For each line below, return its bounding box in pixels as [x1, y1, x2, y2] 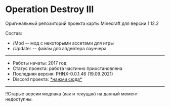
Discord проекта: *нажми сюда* [12, 76, 82, 82]
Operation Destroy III [5, 4, 94, 15]
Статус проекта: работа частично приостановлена [12, 65, 122, 72]
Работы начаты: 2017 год [12, 60, 67, 66]
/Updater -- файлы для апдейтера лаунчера [12, 45, 107, 51]
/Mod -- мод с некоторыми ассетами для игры [12, 40, 114, 46]
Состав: [5, 30, 22, 36]
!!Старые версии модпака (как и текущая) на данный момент [5, 90, 138, 97]
